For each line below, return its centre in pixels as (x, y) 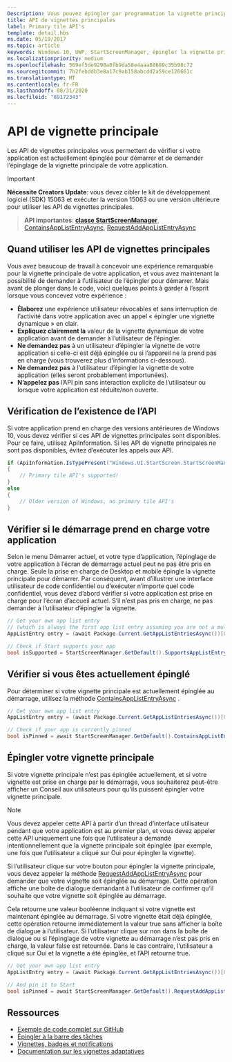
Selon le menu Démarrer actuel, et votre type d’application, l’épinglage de (112, 557)
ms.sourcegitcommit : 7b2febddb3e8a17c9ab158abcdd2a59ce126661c (100, 71)
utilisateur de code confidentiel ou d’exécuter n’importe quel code (101, 586)
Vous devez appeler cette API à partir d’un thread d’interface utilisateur (108, 823)
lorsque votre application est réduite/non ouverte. (88, 390)
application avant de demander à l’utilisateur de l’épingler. (99, 338)
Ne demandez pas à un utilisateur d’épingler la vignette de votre (108, 345)
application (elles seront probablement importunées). (93, 375)
